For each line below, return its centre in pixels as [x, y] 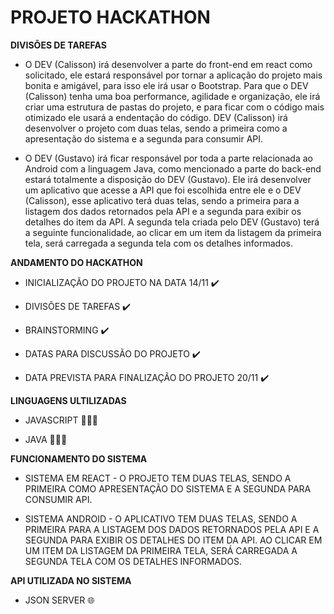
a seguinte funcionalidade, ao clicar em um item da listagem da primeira [173, 232]
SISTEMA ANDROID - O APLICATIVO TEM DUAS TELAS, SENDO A [161, 518]
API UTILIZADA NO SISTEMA [71, 580]
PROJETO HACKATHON [110, 17]
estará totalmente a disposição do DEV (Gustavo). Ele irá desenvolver [168, 179]
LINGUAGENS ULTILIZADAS [68, 400]
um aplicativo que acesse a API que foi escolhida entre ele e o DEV [163, 190]
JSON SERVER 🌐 [59, 600]
